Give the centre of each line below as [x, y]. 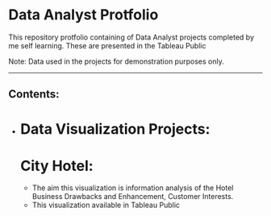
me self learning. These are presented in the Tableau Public [107, 45]
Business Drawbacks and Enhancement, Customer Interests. [133, 197]
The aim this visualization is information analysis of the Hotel [133, 188]
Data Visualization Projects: [115, 129]
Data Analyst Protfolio [83, 15]
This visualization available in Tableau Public [106, 205]
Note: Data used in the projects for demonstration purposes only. [116, 61]
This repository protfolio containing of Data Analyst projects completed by [131, 37]
